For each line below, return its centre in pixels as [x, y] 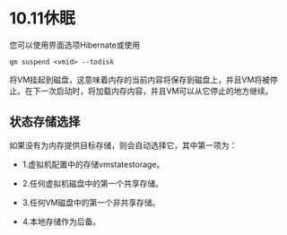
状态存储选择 [45, 122]
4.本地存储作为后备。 [61, 222]
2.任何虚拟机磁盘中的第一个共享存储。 [93, 183]
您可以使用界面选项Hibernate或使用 [75, 45]
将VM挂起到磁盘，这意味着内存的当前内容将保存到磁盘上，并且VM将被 [140, 79]
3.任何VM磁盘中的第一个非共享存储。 [91, 202]
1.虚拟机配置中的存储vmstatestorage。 [93, 164]
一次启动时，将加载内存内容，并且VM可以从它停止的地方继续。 [157, 91]
